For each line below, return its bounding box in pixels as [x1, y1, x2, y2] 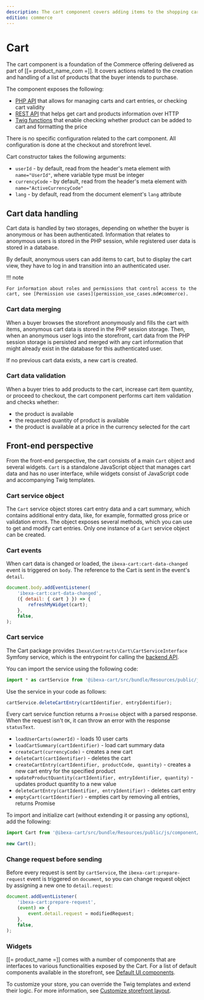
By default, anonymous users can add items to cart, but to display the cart [6, 256, 192, 263]
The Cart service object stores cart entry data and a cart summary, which [6, 505, 190, 512]
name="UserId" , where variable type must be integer [15, 171, 144, 179]
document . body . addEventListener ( [6, 585, 91, 591]
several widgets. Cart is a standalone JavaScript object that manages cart [6, 463, 191, 471]
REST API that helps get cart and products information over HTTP [15, 110, 179, 117]
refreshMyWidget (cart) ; [28, 601, 88, 608]
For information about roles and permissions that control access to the [6, 286, 197, 292]
